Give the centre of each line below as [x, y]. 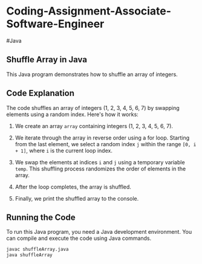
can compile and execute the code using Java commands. [79, 238]
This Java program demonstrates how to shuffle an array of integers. [92, 74]
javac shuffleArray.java [37, 250]
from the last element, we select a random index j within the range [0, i [106, 144]
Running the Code [41, 217]
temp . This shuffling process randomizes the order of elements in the [100, 169]
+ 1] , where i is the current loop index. [64, 150]
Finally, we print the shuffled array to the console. [77, 198]
